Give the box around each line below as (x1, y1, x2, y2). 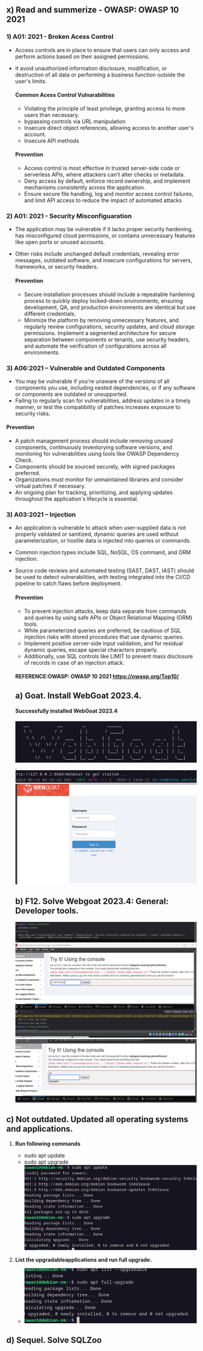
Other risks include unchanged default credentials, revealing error (14, 250, 179, 257)
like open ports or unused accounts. (14, 239, 105, 246)
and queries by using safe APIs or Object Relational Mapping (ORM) (24, 614, 193, 621)
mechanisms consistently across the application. (24, 184, 146, 191)
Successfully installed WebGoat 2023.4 (14, 707, 118, 715)
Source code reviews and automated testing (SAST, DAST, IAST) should (14, 567, 195, 574)
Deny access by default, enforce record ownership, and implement (24, 177, 191, 185)
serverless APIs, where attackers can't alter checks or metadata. (24, 171, 185, 178)
